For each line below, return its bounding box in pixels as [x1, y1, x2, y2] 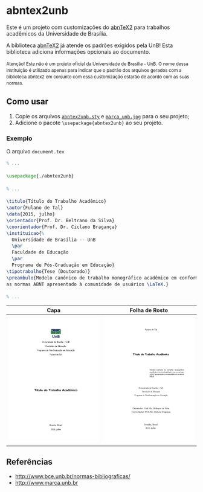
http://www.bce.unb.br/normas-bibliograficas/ [14, 473, 131, 480]
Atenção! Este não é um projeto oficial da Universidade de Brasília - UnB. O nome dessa [6, 61, 188, 67]
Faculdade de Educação [11, 249, 69, 255]
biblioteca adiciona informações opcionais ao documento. [6, 48, 150, 55]
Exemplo [6, 134, 33, 142]
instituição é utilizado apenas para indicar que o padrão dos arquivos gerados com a [6, 67, 182, 73]
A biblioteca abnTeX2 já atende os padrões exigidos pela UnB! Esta [6, 42, 173, 49]
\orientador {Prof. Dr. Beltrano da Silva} [6, 217, 115, 223]
